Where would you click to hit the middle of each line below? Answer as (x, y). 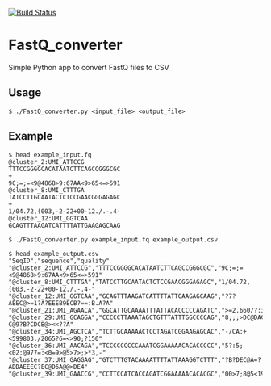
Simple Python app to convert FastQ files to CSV (89, 67)
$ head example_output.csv (54, 254)
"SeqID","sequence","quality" (59, 261)
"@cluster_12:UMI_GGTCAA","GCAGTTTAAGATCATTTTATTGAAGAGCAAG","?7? (122, 296)
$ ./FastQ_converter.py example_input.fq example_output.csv (113, 239)
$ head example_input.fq (50, 155)
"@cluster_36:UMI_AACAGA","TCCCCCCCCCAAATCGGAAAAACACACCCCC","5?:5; (126, 346)
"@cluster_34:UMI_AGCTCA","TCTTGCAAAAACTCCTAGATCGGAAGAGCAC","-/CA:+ (128, 331)
